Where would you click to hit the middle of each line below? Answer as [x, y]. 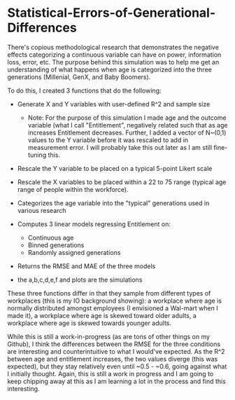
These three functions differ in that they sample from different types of [109, 293]
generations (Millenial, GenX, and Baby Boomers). [79, 77]
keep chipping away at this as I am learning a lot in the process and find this [116, 381]
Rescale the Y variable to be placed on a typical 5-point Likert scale [115, 168]
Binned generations [56, 245]
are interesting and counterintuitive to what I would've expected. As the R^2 [116, 351]
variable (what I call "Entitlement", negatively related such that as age [128, 125]
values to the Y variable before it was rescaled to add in [108, 140]
